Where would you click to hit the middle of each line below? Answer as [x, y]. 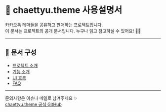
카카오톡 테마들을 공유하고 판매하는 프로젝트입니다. [54, 25]
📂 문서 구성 [21, 53]
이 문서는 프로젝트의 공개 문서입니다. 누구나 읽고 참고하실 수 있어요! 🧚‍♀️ [73, 31]
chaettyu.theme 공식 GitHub [33, 104]
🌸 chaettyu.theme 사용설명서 [64, 10]
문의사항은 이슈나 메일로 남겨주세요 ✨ [41, 98]
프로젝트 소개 [25, 65]
